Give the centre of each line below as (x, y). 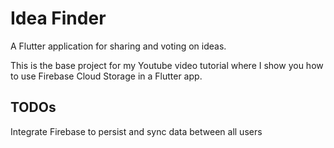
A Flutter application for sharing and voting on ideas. (118, 46)
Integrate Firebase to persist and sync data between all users (136, 131)
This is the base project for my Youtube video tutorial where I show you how (167, 65)
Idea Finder (58, 18)
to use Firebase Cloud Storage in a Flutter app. (106, 76)
